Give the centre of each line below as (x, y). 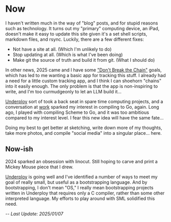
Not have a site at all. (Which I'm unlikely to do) (62, 49)
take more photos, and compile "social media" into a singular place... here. (83, 133)
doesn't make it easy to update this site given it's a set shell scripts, (76, 34)
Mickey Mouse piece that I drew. (40, 167)
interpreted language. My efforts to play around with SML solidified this (80, 198)
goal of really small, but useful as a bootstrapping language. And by (76, 182)
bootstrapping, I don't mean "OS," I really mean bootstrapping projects (79, 187)
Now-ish (19, 149)
